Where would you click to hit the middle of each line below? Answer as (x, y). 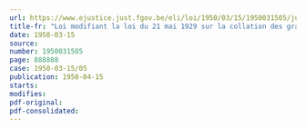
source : (24, 43)
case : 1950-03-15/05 (49, 69)
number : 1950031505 (46, 52)
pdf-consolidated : (44, 111)
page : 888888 (34, 60)
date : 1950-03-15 (42, 35)
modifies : (28, 94)
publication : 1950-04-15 (56, 77)
